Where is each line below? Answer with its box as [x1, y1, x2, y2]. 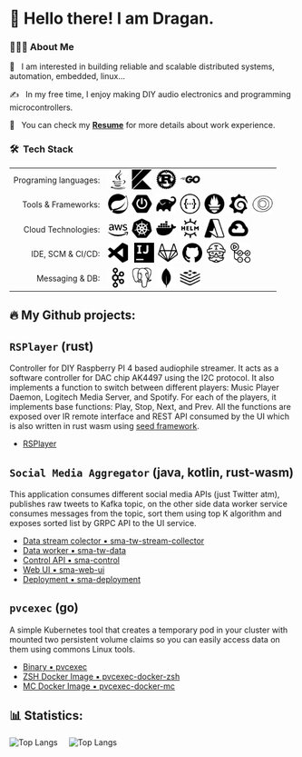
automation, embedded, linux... [9, 71, 125, 82]
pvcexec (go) [9, 600, 79, 616]
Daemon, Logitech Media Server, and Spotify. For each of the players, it [9, 392, 277, 403]
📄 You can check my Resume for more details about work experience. [9, 120, 276, 131]
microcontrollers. [9, 102, 73, 113]
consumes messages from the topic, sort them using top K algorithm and [9, 508, 283, 519]
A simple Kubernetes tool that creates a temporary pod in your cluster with [9, 624, 288, 635]
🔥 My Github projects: [9, 308, 136, 324]
